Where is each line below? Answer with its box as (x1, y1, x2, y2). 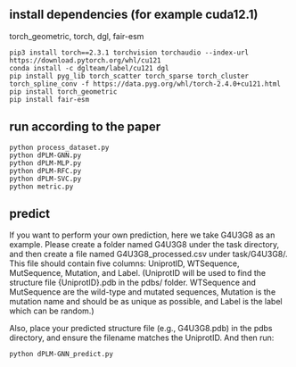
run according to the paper (9, 120, 161, 135)
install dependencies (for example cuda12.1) (9, 7, 259, 22)
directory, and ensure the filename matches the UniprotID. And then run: (9, 332, 275, 343)
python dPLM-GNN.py (9, 151, 82, 160)
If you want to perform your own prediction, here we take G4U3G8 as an (9, 229, 275, 240)
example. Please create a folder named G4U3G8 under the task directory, (9, 239, 280, 250)
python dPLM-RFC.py (9, 166, 82, 175)
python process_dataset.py (9, 143, 110, 152)
